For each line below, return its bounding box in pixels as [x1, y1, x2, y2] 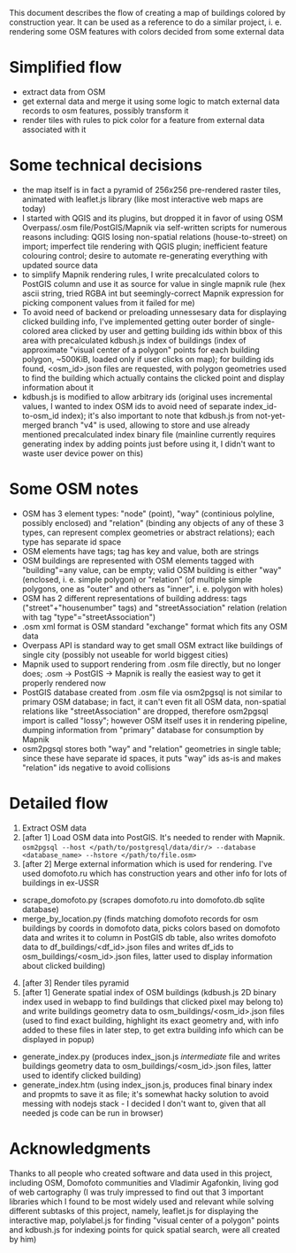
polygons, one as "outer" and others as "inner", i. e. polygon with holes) [21, 584, 284, 594]
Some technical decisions [9, 155, 203, 175]
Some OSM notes [9, 479, 139, 499]
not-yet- [254, 410, 285, 421]
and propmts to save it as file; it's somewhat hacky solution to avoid [21, 1088, 269, 1099]
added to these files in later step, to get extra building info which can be [21, 1025, 285, 1035]
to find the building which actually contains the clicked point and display [21, 372, 285, 383]
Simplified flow [9, 58, 122, 78]
